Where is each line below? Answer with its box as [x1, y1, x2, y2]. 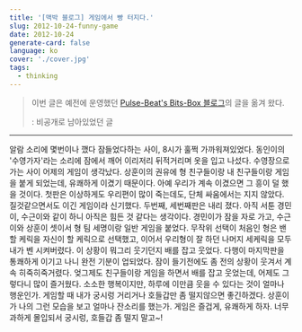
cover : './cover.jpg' [9, 55, 91, 64]
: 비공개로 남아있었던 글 [31, 116, 114, 127]
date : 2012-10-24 [9, 30, 75, 39]
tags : [9, 64, 30, 73]
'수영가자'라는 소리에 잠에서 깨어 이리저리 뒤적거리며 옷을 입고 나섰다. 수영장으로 [9, 154, 290, 166]
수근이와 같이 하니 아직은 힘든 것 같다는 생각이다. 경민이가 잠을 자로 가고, [21, 211, 275, 222]
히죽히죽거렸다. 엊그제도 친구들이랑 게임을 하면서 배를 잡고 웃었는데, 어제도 [18, 266, 280, 278]
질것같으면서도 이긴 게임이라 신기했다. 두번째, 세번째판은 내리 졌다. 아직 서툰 [9, 199, 276, 211]
